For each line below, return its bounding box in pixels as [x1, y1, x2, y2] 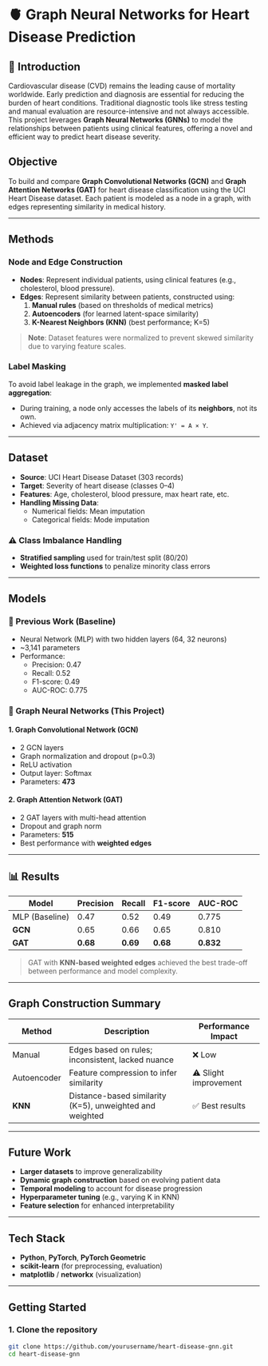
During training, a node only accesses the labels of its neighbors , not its [19, 403, 258, 413]
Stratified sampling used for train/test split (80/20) [19, 553, 189, 562]
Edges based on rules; [69, 1044, 153, 1055]
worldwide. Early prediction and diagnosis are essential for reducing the [8, 90, 245, 99]
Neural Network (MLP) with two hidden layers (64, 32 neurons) [19, 634, 227, 644]
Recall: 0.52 [31, 668, 71, 677]
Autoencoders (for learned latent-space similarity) [31, 309, 199, 318]
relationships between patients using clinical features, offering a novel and [8, 124, 253, 133]
